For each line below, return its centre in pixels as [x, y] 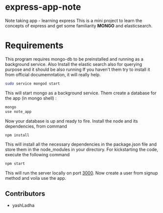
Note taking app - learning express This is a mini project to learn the [74, 21]
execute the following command [37, 155]
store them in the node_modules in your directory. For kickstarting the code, [81, 149]
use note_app [18, 111]
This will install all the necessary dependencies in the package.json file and [81, 144]
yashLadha [23, 205]
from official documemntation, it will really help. [53, 74]
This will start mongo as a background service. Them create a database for [81, 93]
